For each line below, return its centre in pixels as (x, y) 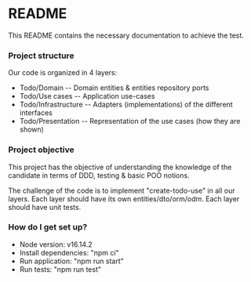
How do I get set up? (48, 227)
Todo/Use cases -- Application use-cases (87, 96)
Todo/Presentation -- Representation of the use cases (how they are (130, 121)
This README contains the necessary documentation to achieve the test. (126, 35)
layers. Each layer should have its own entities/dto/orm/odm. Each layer (124, 199)
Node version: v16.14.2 (56, 244)
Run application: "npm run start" (71, 261)
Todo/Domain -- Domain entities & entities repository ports (114, 88)
